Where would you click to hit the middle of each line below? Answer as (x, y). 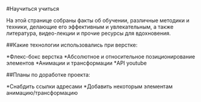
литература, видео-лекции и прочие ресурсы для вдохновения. (88, 33)
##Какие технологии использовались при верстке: (72, 45)
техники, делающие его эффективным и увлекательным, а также (90, 27)
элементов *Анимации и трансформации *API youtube (77, 63)
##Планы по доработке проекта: (48, 75)
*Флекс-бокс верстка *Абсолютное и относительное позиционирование (101, 56)
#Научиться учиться (32, 9)
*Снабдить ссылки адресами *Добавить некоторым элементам (90, 86)
